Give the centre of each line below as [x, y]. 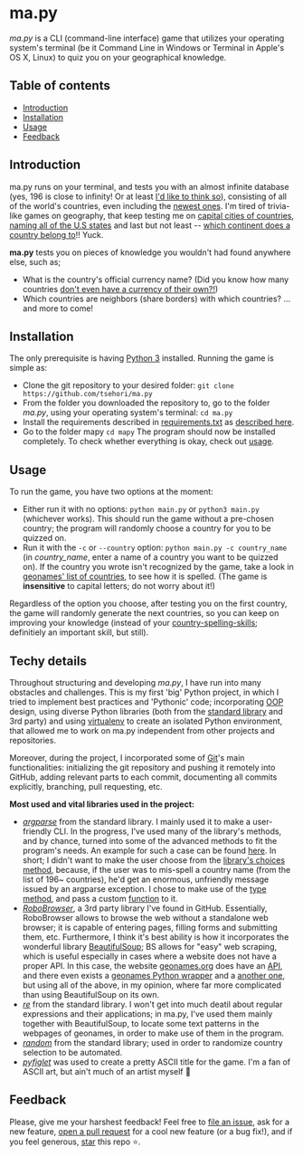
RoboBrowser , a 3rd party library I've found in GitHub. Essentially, [145, 908]
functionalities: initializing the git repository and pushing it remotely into [142, 768]
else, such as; [35, 261]
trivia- [279, 205]
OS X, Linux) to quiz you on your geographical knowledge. [118, 57]
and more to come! [57, 308]
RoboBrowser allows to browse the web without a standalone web [145, 918]
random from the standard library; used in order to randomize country [152, 1042]
